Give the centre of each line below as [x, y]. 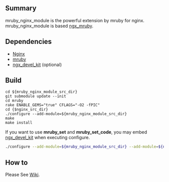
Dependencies [28, 42]
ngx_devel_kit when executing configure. [48, 138]
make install [19, 123]
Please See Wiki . [23, 175]
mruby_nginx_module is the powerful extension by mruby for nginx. [75, 20]
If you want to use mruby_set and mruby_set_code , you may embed [76, 132]
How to [17, 163]
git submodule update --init [36, 96]
